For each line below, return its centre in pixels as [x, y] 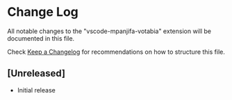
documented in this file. [41, 38]
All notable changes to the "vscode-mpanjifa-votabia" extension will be [109, 31]
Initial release [36, 90]
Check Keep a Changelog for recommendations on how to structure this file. [116, 52]
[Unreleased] [36, 73]
